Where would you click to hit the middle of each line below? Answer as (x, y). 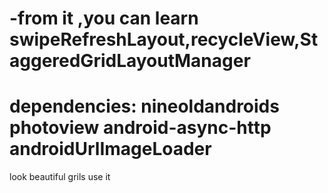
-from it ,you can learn (104, 18)
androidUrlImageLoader (110, 149)
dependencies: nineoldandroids (144, 106)
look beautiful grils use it (60, 177)
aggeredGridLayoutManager (130, 61)
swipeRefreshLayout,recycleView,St (164, 39)
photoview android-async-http (140, 128)
